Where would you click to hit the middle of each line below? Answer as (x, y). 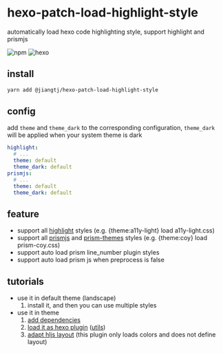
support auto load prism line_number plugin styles (88, 253)
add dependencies (54, 320)
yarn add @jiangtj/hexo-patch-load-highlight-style (83, 90)
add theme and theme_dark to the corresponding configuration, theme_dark (111, 128)
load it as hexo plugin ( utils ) (66, 328)
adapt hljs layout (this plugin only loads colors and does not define (121, 334)
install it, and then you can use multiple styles (92, 306)
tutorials (26, 281)
